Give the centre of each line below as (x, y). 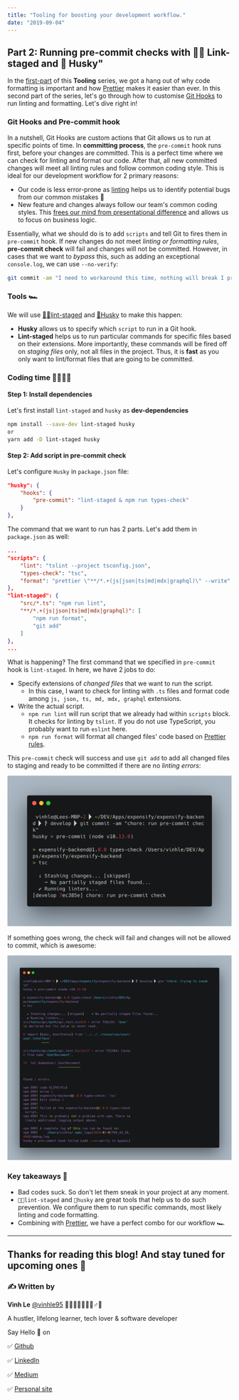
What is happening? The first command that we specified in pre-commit (111, 662)
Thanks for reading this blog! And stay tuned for (116, 1254)
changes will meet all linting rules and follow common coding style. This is (116, 168)
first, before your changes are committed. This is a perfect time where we (115, 153)
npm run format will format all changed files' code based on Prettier (127, 737)
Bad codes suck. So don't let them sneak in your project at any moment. (123, 1192)
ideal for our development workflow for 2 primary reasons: (93, 176)
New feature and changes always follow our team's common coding (117, 204)
